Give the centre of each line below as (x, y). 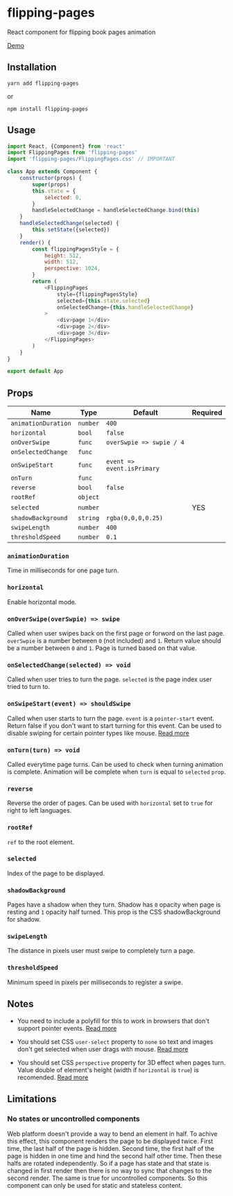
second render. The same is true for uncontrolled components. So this (107, 1178)
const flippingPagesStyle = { (76, 249)
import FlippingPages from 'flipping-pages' (72, 153)
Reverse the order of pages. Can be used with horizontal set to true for (110, 803)
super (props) (51, 184)
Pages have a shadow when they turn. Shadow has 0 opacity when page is (114, 905)
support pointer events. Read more (67, 1028)
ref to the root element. (41, 842)
